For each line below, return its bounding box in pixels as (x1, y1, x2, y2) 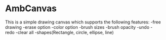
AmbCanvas (5, 3, 57, 14)
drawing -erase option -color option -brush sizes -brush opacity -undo (5, 24, 150, 30)
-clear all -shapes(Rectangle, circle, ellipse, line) (15, 29, 114, 35)
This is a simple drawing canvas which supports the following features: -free (5, 19, 161, 25)
